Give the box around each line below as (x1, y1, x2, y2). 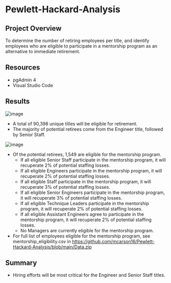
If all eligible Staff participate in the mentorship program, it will (20, 178, 152, 185)
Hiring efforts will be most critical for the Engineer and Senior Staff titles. (12, 272, 165, 278)
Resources (5, 63, 40, 72)
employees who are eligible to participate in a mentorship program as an (5, 43, 158, 49)
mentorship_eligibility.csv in (12, 238, 71, 244)
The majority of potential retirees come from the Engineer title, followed (12, 126, 163, 132)
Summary (5, 258, 37, 267)
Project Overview (5, 24, 62, 33)
